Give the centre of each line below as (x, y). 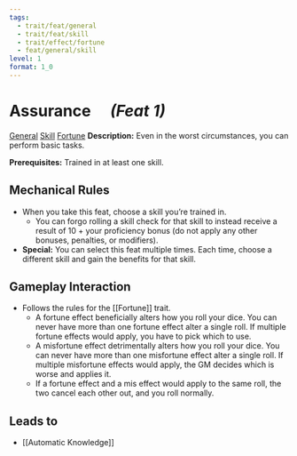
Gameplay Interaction (70, 287)
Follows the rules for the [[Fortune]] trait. (96, 308)
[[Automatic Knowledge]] (68, 443)
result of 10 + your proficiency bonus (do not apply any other (146, 230)
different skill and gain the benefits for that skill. (109, 259)
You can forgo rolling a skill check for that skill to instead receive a (156, 221)
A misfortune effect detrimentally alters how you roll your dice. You (157, 346)
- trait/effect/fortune (61, 42)
